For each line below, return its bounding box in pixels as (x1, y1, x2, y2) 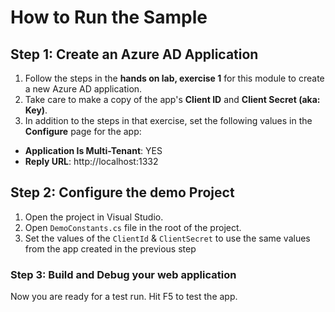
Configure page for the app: (24, 126, 142, 137)
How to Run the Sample (10, 6, 208, 29)
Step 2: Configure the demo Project (10, 184, 235, 201)
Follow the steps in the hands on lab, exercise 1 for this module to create (24, 72, 325, 84)
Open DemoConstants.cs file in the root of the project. (24, 221, 242, 233)
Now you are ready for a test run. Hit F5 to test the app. (10, 291, 238, 303)
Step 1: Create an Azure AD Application (10, 46, 259, 63)
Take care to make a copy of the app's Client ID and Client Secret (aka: (24, 94, 321, 105)
